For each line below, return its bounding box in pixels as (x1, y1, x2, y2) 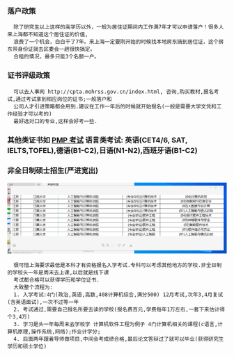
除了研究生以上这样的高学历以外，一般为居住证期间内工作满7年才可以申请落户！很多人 (13, 24, 224, 31)
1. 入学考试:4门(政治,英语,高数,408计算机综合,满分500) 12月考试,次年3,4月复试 (13, 291, 224, 298)
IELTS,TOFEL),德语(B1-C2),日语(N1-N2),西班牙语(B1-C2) (7, 145, 198, 155)
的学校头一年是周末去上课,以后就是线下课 (7, 269, 109, 276)
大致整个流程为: (13, 284, 54, 291)
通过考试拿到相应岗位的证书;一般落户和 (15, 95, 113, 102)
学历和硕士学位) (7, 343, 47, 350)
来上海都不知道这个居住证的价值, (7, 31, 88, 38)
